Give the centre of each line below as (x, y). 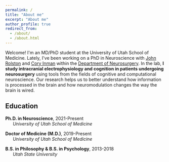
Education (22, 106)
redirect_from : (21, 29)
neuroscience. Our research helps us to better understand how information (83, 79)
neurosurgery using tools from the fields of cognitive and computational (81, 74)
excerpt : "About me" (27, 19)
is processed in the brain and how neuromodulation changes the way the (81, 85)
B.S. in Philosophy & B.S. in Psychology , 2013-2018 (59, 149)
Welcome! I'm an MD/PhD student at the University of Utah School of (77, 52)
